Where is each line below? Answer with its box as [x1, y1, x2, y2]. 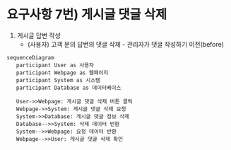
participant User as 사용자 [16, 62, 95, 69]
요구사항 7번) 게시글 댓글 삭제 [6, 6, 167, 23]
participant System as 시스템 [16, 76, 100, 83]
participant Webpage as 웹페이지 [16, 69, 109, 76]
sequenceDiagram [6, 54, 54, 61]
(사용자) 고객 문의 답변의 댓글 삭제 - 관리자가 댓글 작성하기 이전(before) [27, 40, 224, 48]
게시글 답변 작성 [16, 31, 61, 40]
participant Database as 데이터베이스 [16, 84, 122, 91]
